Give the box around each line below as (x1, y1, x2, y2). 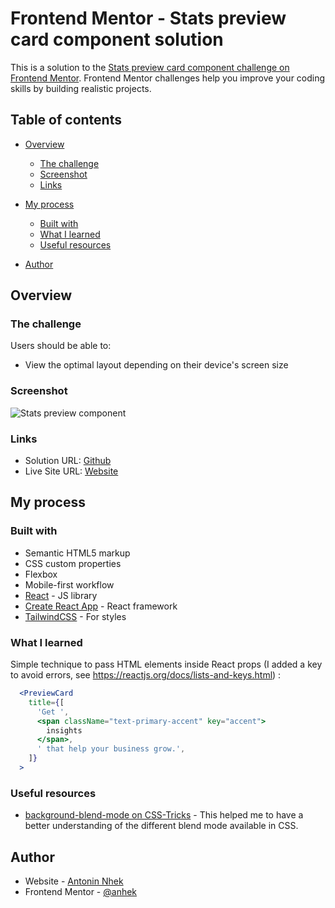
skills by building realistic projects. (10, 82, 152, 94)
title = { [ (28, 697, 65, 707)
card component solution (10, 28, 224, 51)
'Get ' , (36, 707, 70, 717)
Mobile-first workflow (24, 578, 115, 591)
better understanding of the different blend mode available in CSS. (24, 820, 299, 832)
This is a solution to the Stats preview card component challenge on (10, 61, 290, 73)
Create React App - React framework (24, 600, 178, 612)
